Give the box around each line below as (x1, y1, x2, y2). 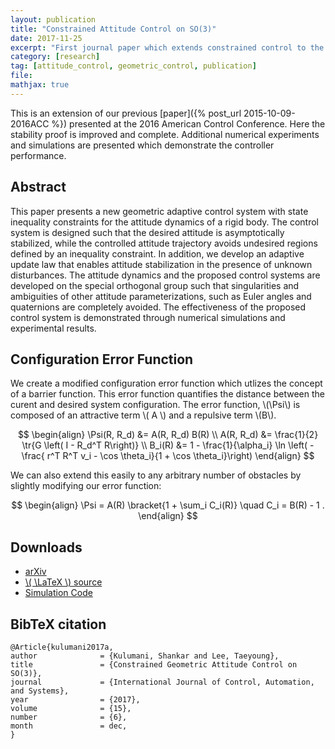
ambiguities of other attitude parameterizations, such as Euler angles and (10, 290, 312, 302)
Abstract (10, 179, 67, 196)
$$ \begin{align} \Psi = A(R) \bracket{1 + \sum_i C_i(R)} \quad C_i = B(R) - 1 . (11, 499, 325, 511)
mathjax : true (10, 80, 70, 90)
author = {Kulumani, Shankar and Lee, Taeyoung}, (10, 651, 280, 661)
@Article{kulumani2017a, (10, 642, 114, 652)
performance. (10, 149, 67, 161)
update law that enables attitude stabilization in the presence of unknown (10, 258, 313, 270)
